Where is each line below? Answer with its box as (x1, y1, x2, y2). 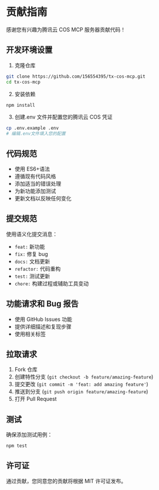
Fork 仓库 (14, 366, 38, 373)
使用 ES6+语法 (14, 165, 50, 172)
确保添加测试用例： (6, 431, 53, 438)
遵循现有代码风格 (14, 172, 56, 180)
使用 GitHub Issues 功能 (14, 315, 72, 323)
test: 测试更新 (14, 272, 50, 279)
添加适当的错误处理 (14, 180, 62, 187)
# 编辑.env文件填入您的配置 (6, 131, 66, 137)
